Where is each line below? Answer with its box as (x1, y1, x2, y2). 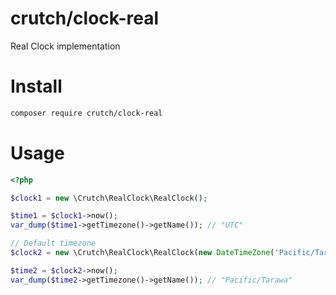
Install (10, 75, 63, 98)
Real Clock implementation (10, 40, 121, 52)
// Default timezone (10, 238, 97, 249)
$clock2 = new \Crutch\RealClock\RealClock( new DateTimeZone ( (10, 248, 275, 258)
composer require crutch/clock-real (10, 108, 163, 118)
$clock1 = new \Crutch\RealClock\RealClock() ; (10, 193, 208, 203)
